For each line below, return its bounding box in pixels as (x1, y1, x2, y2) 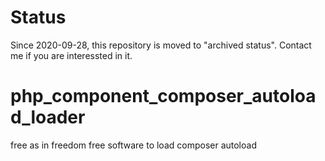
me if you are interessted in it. (10, 49, 133, 61)
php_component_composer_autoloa (10, 85, 317, 108)
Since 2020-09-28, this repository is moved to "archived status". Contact (10, 39, 312, 51)
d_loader (10, 106, 86, 129)
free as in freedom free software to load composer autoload (10, 139, 257, 151)
